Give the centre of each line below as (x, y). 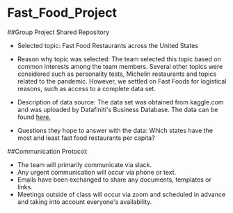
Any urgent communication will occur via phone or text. (97, 172)
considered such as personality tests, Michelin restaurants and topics (117, 74)
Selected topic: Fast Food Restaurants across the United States (108, 45)
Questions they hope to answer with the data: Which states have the (115, 130)
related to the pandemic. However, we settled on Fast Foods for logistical (122, 81)
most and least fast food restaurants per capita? (86, 138)
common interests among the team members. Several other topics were (120, 66)
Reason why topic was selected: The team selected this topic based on (119, 59)
